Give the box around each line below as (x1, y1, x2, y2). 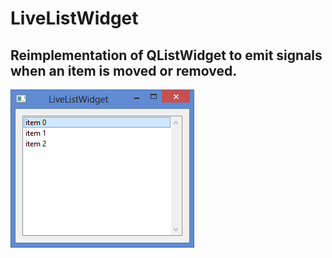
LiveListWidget (10, 7, 139, 30)
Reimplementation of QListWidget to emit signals (10, 47, 323, 64)
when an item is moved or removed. (10, 62, 238, 79)
